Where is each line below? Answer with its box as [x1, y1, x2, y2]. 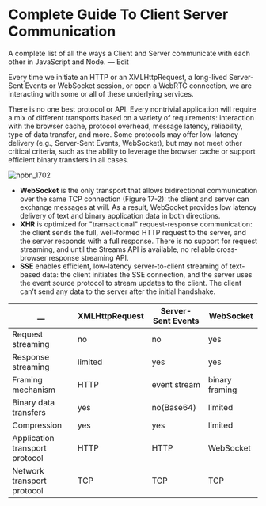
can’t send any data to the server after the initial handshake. [19, 287, 216, 296]
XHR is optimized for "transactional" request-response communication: [19, 219, 253, 229]
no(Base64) [151, 401, 196, 413]
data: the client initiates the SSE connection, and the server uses [42, 269, 253, 279]
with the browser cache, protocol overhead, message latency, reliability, [8, 121, 243, 131]
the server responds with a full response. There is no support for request [19, 236, 258, 245]
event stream [151, 379, 200, 390]
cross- [216, 244, 238, 254]
